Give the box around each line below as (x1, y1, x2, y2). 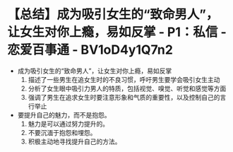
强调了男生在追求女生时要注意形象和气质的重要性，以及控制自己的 (28, 93, 220, 101)
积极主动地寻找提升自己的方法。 (28, 137, 121, 146)
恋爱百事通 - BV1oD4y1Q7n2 (7, 42, 173, 58)
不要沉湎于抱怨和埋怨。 (28, 128, 97, 136)
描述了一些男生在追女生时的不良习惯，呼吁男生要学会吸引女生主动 (28, 75, 220, 83)
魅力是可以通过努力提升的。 (28, 119, 109, 128)
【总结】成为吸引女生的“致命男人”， (7, 6, 219, 23)
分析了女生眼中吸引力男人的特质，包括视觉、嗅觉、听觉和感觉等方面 (28, 84, 227, 93)
